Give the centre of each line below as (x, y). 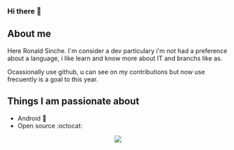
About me (29, 34)
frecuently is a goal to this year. (53, 79)
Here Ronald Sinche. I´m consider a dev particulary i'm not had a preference (117, 50)
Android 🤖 (32, 118)
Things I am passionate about (73, 101)
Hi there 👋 (25, 11)
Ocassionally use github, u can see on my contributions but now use (106, 71)
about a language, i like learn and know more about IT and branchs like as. (115, 58)
